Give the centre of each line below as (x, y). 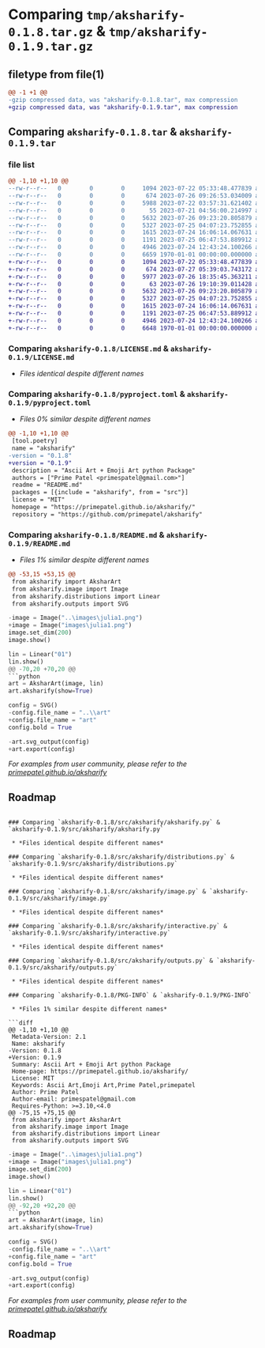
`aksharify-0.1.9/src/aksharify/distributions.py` (93, 864)
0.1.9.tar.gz (50, 47)
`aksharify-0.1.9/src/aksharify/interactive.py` (90, 933)
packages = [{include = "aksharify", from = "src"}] (100, 493)
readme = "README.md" (47, 485)
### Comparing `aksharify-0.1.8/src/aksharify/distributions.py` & (121, 857)
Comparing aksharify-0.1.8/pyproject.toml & (97, 394)
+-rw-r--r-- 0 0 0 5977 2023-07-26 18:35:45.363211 (130, 277)
